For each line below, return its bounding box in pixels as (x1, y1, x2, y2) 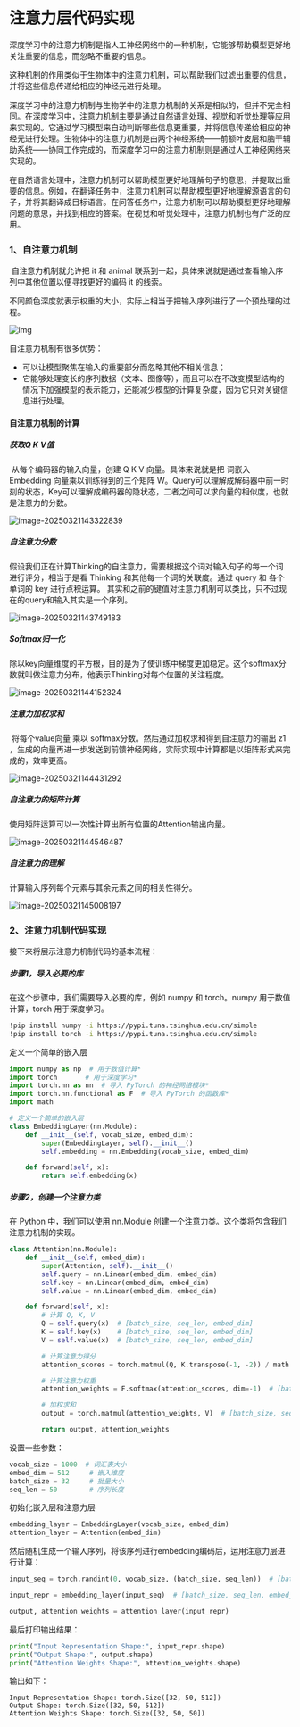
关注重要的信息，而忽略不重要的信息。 (9, 50, 150, 61)
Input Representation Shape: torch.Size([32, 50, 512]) (9, 1693, 221, 1703)
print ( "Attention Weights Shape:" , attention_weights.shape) (9, 1658, 242, 1667)
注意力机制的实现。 (9, 1227, 80, 1238)
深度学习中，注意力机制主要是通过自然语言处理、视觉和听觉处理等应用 (32, 111, 291, 121)
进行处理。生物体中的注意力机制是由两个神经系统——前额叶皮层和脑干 (24, 133, 283, 144)
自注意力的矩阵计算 (9, 794, 80, 805)
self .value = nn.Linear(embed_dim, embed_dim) (41, 1286, 218, 1295)
